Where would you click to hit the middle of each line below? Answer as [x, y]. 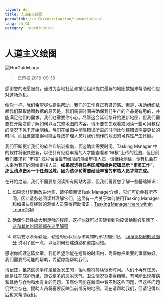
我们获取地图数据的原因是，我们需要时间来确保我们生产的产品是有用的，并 [84, 111]
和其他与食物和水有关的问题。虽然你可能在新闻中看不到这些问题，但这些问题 [82, 282]
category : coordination [29, 28]
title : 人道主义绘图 [24, 14]
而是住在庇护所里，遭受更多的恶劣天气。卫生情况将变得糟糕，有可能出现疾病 [82, 276]
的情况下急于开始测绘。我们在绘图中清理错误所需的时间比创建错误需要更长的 [82, 130]
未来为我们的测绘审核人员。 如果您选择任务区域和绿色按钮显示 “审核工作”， [81, 165]
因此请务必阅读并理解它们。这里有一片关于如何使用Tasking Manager [90, 198]
